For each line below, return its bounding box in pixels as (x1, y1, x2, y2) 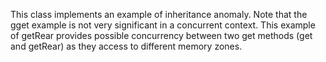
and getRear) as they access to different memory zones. (10, 40, 243, 52)
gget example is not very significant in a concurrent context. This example (10, 19, 316, 31)
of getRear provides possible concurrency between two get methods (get (10, 30, 313, 41)
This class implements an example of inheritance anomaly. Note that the (10, 9, 308, 20)
